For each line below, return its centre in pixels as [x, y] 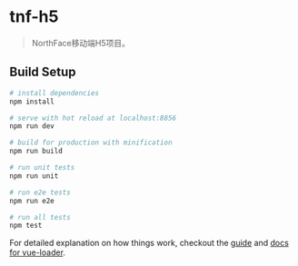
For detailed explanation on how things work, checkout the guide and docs [149, 243]
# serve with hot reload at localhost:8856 [93, 118]
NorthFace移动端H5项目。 [80, 43]
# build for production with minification [91, 143]
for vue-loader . [38, 252]
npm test [26, 226]
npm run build [36, 152]
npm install [32, 102]
